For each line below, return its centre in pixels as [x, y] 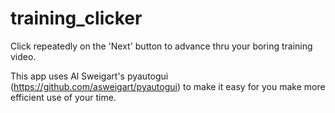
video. [23, 56]
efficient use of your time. [63, 97]
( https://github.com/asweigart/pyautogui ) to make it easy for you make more [168, 86]
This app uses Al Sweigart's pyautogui [89, 76]
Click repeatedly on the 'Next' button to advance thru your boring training [161, 46]
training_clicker [76, 18]
